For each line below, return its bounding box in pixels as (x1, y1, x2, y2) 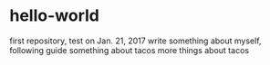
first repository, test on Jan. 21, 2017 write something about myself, (9, 35, 262, 46)
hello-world (9, 5, 100, 26)
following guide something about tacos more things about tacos (9, 44, 249, 55)
